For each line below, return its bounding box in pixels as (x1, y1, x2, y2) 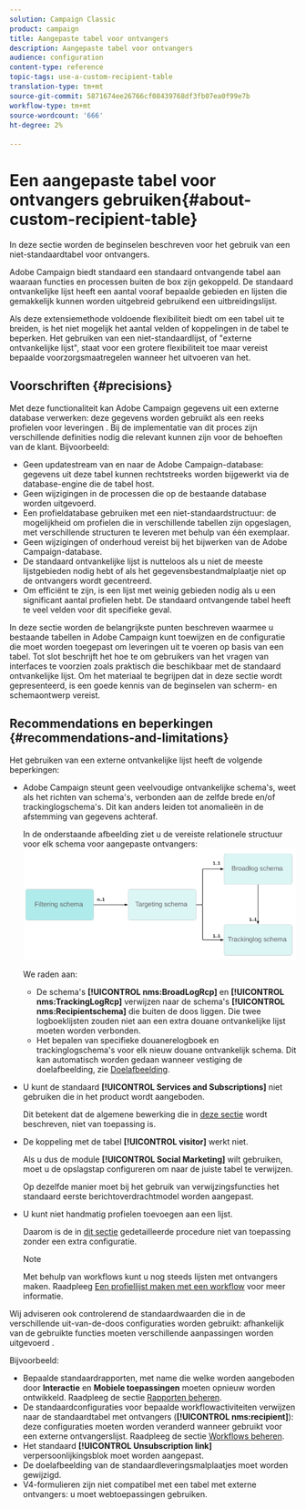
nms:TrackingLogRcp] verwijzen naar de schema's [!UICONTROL (36, 996, 285, 1007)
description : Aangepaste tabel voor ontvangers (9, 44, 194, 53)
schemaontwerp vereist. (9, 689, 101, 701)
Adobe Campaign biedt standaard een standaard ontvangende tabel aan (9, 267, 281, 278)
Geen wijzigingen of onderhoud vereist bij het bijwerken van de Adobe (22, 536, 288, 547)
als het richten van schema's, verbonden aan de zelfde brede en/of (22, 791, 276, 802)
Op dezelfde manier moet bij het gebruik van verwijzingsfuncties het (22, 1181, 280, 1193)
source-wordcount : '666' (9, 110, 104, 120)
